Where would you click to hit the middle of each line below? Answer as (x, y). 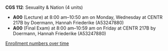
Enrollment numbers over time (37, 43)
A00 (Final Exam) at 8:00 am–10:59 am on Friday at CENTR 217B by (84, 28)
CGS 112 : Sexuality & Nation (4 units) (44, 7)
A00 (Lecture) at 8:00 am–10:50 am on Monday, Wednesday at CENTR (88, 17)
